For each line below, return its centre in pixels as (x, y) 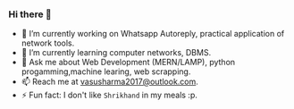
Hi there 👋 (30, 14)
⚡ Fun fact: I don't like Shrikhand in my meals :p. (109, 95)
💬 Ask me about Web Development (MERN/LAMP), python (128, 63)
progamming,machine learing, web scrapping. (106, 71)
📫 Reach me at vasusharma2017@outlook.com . (109, 82)
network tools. (48, 43)
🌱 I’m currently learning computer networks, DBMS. (116, 53)
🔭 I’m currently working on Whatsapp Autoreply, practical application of (153, 34)
